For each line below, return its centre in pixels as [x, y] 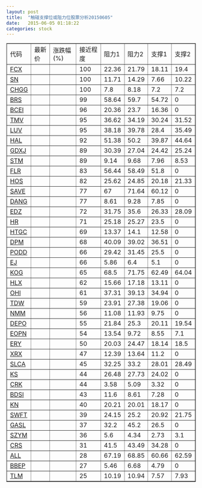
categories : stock [29, 29]
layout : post [23, 12]
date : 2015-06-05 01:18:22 [43, 23]
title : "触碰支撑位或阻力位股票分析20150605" [60, 17]
